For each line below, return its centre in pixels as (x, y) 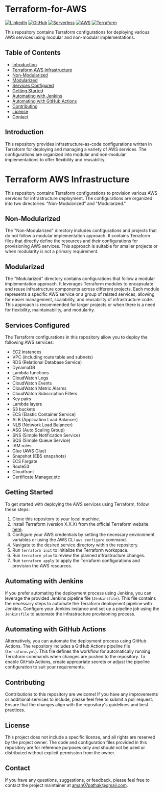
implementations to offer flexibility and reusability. (56, 159)
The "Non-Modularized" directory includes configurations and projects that (81, 230)
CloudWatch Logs (30, 378)
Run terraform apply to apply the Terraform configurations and (76, 561)
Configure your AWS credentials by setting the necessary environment (83, 534)
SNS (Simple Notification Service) (46, 435)
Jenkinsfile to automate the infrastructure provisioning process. (70, 614)
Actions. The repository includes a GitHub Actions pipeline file (68, 646)
